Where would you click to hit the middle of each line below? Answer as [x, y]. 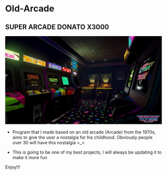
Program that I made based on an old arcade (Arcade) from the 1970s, [84, 132]
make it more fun [30, 157]
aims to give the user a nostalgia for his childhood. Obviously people [83, 137]
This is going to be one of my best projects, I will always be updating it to [87, 152]
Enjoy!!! [13, 167]
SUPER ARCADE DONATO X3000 [57, 27]
